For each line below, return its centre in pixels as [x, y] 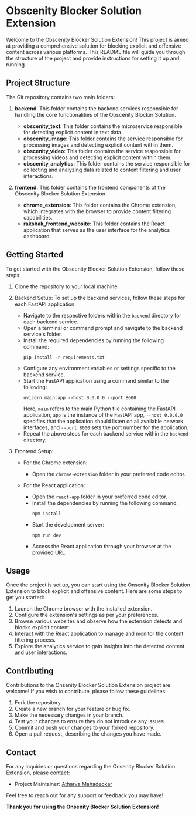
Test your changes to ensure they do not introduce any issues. [90, 721]
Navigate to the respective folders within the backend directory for [102, 315]
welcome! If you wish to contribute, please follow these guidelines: [86, 692]
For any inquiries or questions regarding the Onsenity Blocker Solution [91, 766]
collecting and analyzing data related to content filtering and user [102, 170]
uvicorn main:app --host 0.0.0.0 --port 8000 [80, 397]
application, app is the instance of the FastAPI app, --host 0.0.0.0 [103, 414]
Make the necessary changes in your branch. [69, 715]
